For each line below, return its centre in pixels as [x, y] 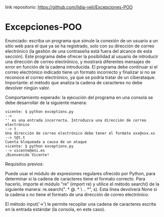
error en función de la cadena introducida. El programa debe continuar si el [81, 67]
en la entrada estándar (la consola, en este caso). [55, 209]
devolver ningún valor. [28, 88]
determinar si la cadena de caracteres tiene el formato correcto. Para [75, 179]
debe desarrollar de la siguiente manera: [46, 103]
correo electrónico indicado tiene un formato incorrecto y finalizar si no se [81, 72]
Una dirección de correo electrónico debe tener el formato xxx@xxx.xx [80, 133]
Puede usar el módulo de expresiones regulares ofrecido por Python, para [80, 173]
